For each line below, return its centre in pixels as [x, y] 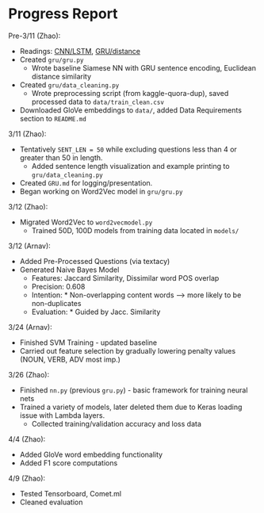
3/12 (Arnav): [30, 246]
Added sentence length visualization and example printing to [130, 166]
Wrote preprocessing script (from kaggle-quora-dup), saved [130, 93]
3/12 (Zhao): [28, 206]
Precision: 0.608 [58, 286]
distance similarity [61, 76]
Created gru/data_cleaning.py [69, 85]
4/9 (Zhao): [27, 478]
